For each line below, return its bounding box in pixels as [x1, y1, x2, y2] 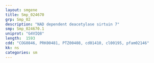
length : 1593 [5, 36, 36, 41]
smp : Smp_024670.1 [5, 26, 44, 31]
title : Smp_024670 [5, 12, 44, 17]
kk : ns [5, 45, 19, 50]
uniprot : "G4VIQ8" [5, 31, 44, 36]
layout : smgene [5, 7, 38, 13]
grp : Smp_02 [5, 17, 31, 22]
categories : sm [5, 50, 38, 55]
